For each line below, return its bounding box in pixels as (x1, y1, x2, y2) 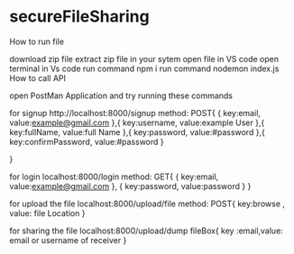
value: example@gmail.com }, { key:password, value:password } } (9, 180, 252, 191)
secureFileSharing (9, 6, 151, 27)
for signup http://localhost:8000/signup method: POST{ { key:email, (9, 107, 262, 118)
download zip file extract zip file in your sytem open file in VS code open (9, 53, 280, 64)
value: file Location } (9, 207, 86, 218)
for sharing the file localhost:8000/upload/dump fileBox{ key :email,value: (9, 225, 284, 236)
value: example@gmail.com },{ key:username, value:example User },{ (9, 117, 265, 128)
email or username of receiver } (9, 234, 127, 245)
